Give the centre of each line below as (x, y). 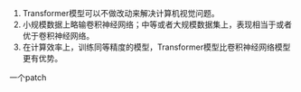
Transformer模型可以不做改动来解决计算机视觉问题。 (121, 13)
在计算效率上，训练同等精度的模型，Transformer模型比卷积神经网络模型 (156, 47)
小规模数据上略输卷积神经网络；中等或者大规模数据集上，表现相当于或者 (157, 24)
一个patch (28, 78)
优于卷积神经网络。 (58, 36)
